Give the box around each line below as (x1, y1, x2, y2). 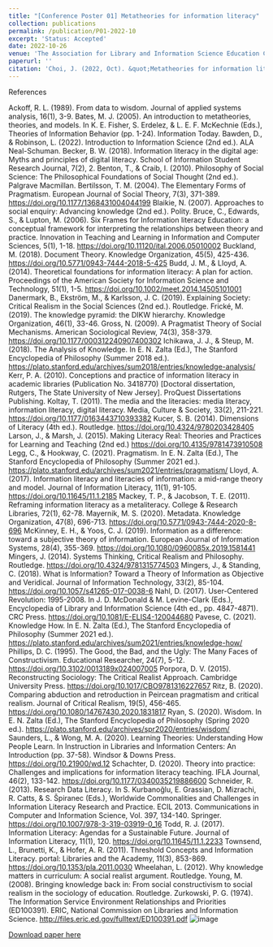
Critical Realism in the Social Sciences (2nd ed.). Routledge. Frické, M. (8, 301, 244, 311)
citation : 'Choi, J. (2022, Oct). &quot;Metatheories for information (8, 65, 253, 73)
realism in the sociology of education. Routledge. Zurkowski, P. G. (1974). (8, 888, 253, 897)
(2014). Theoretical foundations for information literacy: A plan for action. (8, 266, 253, 276)
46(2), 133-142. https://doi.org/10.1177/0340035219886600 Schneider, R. (8, 776, 253, 785)
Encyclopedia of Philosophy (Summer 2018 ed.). (8, 352, 170, 362)
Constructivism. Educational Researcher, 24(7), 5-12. (8, 655, 185, 664)
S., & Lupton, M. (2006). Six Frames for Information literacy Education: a (8, 214, 249, 224)
